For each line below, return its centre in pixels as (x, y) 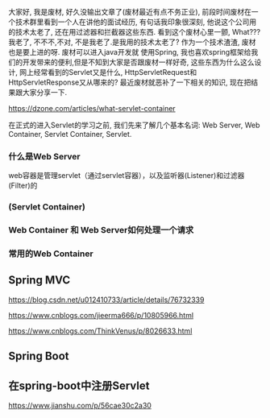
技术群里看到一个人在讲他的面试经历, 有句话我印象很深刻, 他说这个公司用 (135, 22)
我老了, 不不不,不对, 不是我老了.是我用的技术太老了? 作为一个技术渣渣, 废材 (132, 42)
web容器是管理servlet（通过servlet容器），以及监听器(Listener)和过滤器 (127, 176)
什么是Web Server (44, 156)
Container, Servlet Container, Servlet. (70, 134)
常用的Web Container (51, 254)
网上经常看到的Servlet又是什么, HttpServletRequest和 (108, 72)
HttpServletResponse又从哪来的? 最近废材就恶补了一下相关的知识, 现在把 (130, 82)
